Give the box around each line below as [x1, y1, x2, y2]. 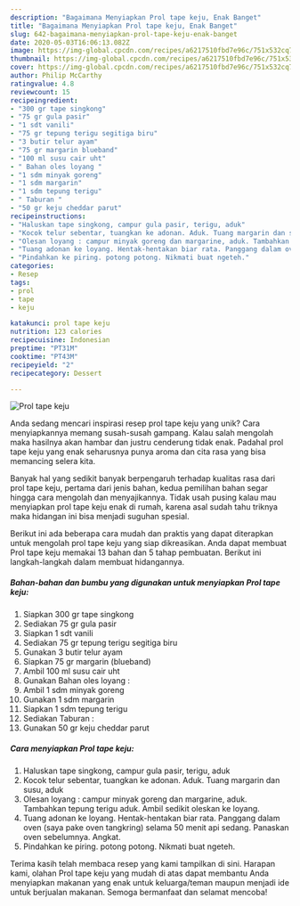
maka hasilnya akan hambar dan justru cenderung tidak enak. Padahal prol [10, 437, 284, 448]
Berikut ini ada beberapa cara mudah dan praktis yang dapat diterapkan [10, 528, 274, 539]
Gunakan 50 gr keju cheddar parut [22, 722, 150, 733]
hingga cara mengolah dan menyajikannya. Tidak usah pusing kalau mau [10, 492, 277, 503]
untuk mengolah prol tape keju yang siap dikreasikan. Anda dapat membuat [10, 538, 288, 549]
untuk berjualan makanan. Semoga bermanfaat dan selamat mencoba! [10, 887, 268, 898]
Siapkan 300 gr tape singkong [22, 609, 134, 620]
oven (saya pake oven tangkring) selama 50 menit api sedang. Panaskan [22, 822, 289, 833]
